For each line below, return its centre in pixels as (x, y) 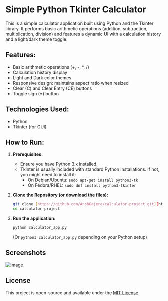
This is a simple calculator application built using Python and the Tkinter (79, 23)
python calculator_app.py (39, 228)
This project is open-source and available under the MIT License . (72, 293)
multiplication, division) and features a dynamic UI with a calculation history (83, 34)
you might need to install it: (48, 175)
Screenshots (26, 253)
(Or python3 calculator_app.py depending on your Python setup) (80, 237)
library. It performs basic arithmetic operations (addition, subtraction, (76, 28)
